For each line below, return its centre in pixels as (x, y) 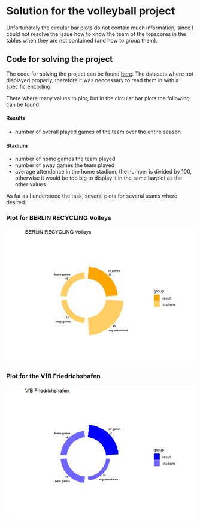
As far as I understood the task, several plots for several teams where (92, 196)
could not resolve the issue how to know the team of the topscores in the (96, 34)
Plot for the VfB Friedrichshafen (53, 376)
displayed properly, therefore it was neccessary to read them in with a (93, 80)
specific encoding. (29, 86)
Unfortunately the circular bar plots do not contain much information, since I (100, 28)
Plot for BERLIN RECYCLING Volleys (59, 218)
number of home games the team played (65, 159)
